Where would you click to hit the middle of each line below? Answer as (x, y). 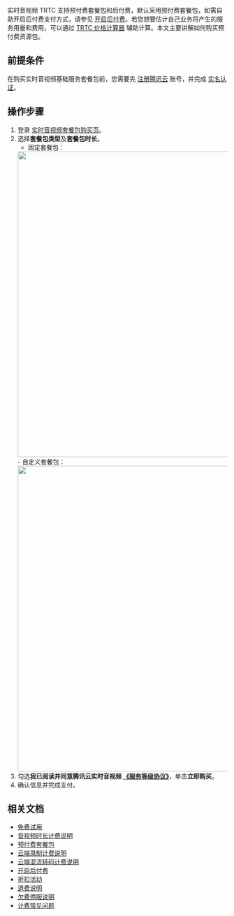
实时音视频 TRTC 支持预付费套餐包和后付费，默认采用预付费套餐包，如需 (112, 10)
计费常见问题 (36, 906)
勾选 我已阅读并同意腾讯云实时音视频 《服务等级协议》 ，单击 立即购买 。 (118, 776)
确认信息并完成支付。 (48, 785)
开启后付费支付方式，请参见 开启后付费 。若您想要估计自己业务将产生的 (115, 19)
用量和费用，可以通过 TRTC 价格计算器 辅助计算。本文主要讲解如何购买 (116, 28)
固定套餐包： (46, 147)
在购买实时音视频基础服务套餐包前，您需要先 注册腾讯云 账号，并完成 (107, 78)
